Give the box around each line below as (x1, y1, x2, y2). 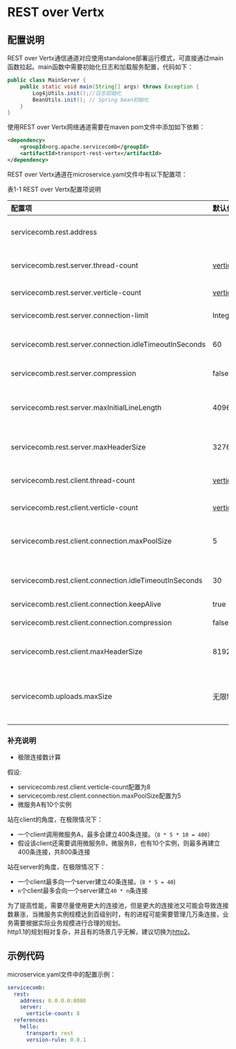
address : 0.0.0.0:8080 (20, 997, 86, 1004)
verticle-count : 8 (25, 1010, 80, 1017)
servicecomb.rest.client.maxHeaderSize (11, 647, 143, 657)
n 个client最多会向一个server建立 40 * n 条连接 (17, 886, 148, 895)
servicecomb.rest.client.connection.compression (11, 617, 172, 627)
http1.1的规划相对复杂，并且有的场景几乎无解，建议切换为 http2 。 (7, 928, 195, 936)
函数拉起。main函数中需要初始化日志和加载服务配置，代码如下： (7, 62, 194, 71)
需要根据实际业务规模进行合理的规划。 (13, 919, 124, 928)
